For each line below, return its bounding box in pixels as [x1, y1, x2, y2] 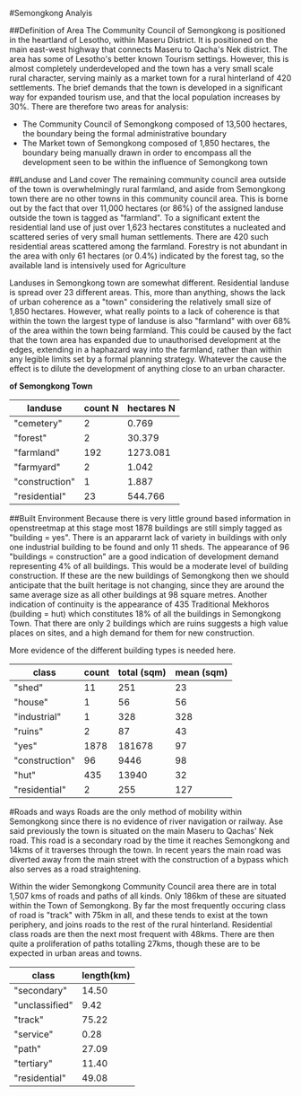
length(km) [82, 969, 131, 981]
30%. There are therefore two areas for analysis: [9, 101, 189, 111]
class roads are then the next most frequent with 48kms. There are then [9, 929, 275, 939]
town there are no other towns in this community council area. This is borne [9, 193, 288, 204]
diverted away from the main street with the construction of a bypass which [9, 855, 288, 864]
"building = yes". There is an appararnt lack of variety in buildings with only [9, 532, 288, 542]
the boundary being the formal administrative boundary [21, 128, 227, 138]
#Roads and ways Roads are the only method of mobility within [9, 807, 243, 817]
